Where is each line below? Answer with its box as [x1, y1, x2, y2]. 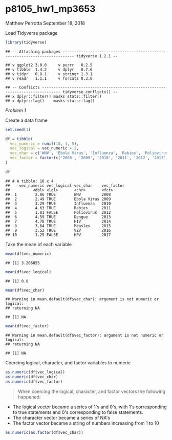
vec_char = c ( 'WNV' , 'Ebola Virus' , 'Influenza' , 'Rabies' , [10, 150, 141, 156]
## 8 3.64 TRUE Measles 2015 [5, 223, 111, 228]
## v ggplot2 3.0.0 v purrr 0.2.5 [5, 62, 93, 68]
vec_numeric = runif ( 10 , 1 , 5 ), [10, 141, 79, 146]
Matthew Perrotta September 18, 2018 [5, 20, 85, 26]
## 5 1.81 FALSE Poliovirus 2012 [5, 210, 111, 215]
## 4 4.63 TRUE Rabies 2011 [5, 205, 111, 210]
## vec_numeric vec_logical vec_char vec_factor [5, 183, 125, 188]
